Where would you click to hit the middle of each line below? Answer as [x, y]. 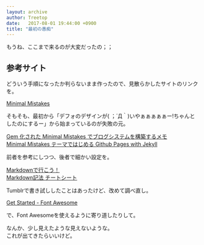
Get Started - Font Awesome [42, 203]
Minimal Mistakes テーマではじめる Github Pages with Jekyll [82, 144]
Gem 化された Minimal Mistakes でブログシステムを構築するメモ [87, 137]
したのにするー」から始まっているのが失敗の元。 [68, 124]
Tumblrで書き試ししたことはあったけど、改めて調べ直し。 [79, 191]
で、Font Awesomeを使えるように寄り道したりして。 [72, 215]
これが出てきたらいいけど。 [41, 236]
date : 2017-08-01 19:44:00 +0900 [51, 23]
